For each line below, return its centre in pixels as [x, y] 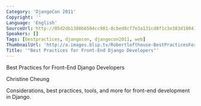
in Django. [19, 96]
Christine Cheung [28, 79]
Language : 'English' [32, 23]
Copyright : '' [24, 17]
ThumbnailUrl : [24, 45]
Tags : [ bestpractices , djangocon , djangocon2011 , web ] [76, 39]
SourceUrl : [20, 28]
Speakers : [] [22, 34]
